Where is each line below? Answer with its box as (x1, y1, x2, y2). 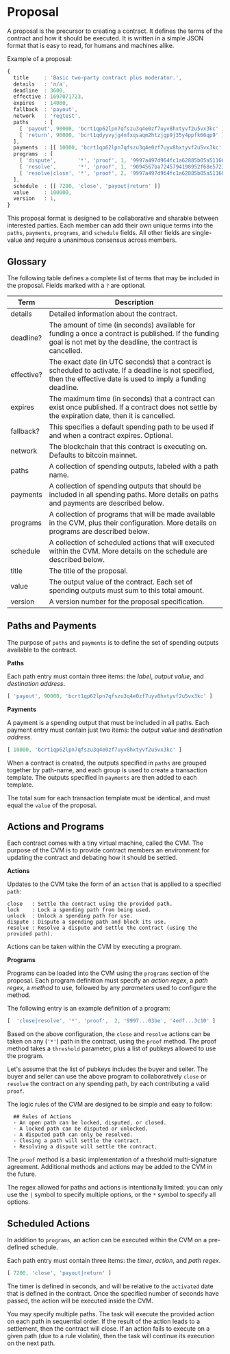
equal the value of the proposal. (7, 801, 97, 809)
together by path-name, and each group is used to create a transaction (7, 765, 207, 774)
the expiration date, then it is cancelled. (49, 411, 176, 420)
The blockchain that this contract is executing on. (49, 442, 207, 451)
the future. (7, 1170, 37, 1179)
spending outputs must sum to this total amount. (49, 586, 204, 595)
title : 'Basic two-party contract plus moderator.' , (13, 74, 183, 81)
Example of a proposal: (7, 54, 73, 62)
